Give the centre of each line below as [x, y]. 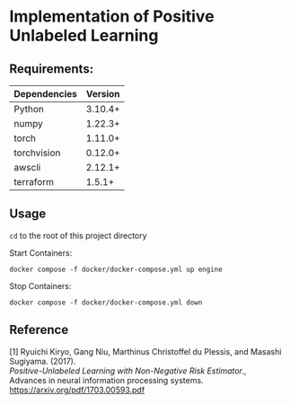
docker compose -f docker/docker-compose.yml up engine [116, 269]
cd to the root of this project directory [78, 235]
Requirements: [52, 69]
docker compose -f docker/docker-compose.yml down [106, 303]
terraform [34, 182]
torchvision [37, 153]
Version [103, 94]
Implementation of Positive [112, 17]
